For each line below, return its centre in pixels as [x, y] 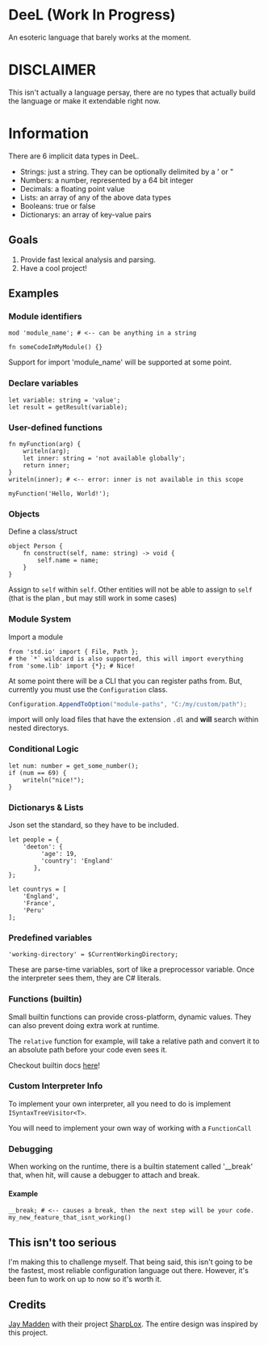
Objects [24, 513]
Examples [33, 294]
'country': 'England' [77, 861]
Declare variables [44, 383]
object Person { [36, 546]
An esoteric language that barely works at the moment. [100, 37]
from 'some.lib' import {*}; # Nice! [72, 666]
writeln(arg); [46, 451]
